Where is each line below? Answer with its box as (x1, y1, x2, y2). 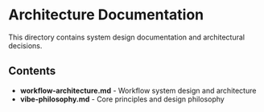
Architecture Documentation (8, 6, 204, 24)
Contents (8, 64, 56, 78)
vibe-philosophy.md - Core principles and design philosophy (19, 94, 225, 104)
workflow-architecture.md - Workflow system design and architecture (19, 85, 257, 95)
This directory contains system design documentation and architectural (8, 32, 245, 42)
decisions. (8, 40, 43, 50)
